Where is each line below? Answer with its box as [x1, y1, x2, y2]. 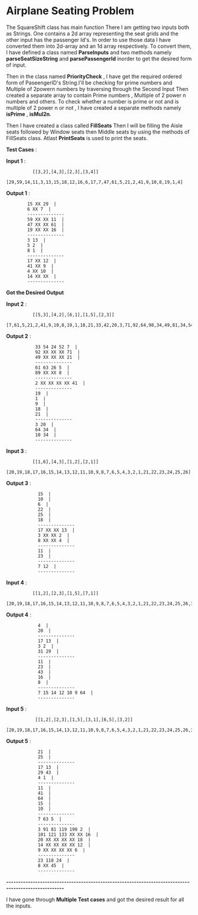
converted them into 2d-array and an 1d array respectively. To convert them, [6, 43, 192, 50]
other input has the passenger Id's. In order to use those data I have [6, 36, 171, 43]
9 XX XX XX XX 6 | [37, 847, 85, 853]
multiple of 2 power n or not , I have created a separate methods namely [6, 104, 181, 111]
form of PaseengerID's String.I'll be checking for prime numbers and [6, 79, 173, 86]
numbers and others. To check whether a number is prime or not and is [6, 98, 179, 105]
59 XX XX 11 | [27, 216, 65, 222]
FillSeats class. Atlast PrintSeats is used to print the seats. [6, 134, 148, 141]
